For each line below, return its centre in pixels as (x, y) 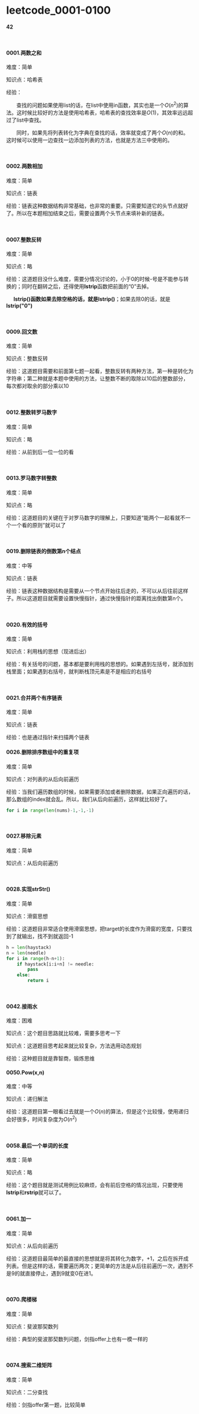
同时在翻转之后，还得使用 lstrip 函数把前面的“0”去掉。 (87, 286)
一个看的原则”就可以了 (39, 525)
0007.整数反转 (24, 239)
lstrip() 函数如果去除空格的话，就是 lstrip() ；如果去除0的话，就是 (92, 299)
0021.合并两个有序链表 (34, 697)
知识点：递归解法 (27, 1099)
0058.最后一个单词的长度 (37, 1145)
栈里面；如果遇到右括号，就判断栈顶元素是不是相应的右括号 (79, 671)
